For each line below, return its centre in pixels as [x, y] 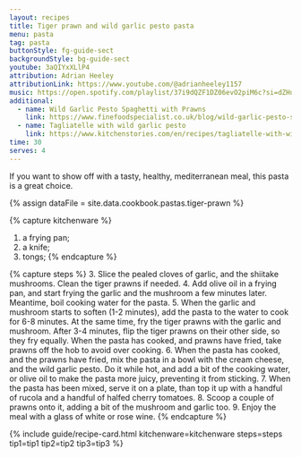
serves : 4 [28, 150]
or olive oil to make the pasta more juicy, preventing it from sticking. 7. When [150, 378]
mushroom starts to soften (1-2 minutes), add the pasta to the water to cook [149, 312]
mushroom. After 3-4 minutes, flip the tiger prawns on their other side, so [145, 331]
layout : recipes [39, 17]
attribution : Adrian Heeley [62, 76]
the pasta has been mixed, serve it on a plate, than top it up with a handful [146, 388]
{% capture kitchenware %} [60, 220]
